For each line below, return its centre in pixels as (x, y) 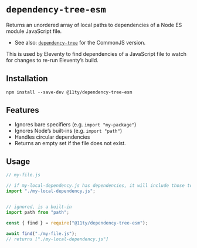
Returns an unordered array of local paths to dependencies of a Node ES (94, 25)
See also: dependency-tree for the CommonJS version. (80, 42)
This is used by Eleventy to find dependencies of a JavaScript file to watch (96, 53)
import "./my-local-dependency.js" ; (51, 191)
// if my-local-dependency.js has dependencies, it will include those (95, 186)
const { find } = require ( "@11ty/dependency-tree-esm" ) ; (77, 223)
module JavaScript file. (34, 31)
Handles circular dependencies (52, 137)
